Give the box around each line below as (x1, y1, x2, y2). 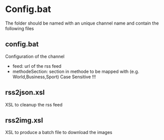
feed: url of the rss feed (12, 63, 62, 69)
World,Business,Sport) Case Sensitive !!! (12, 74, 96, 80)
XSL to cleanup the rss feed (5, 101, 63, 107)
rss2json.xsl (5, 88, 45, 97)
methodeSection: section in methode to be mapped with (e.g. (12, 68, 139, 74)
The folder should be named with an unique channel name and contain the (5, 20, 159, 26)
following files (5, 25, 34, 31)
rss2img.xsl (5, 116, 44, 124)
